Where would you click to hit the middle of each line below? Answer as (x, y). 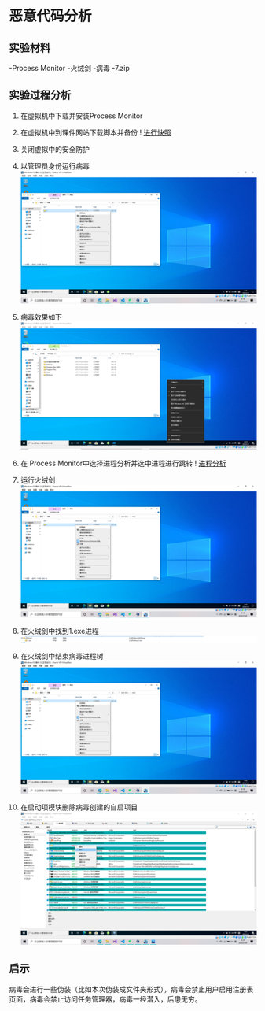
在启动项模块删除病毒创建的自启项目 (79, 807)
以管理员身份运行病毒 (55, 165)
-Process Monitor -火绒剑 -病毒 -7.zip (70, 68)
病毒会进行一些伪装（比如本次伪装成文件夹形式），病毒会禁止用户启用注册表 (131, 989)
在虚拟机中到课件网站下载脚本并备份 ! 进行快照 (96, 132)
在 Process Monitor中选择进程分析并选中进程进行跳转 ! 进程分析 (123, 463)
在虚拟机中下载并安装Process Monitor (81, 116)
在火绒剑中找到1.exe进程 (59, 631)
